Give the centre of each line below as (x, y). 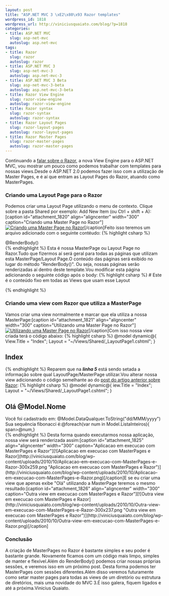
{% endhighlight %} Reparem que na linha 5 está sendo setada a (73, 369)
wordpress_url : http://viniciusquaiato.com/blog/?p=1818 (66, 24)
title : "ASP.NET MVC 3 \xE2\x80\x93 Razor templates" (63, 15)
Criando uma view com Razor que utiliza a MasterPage (73, 303)
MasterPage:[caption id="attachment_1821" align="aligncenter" (71, 319)
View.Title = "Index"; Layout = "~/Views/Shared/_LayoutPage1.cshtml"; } (80, 341)
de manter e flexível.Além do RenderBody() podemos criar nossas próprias (83, 561)
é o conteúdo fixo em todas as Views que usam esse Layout (68, 281)
